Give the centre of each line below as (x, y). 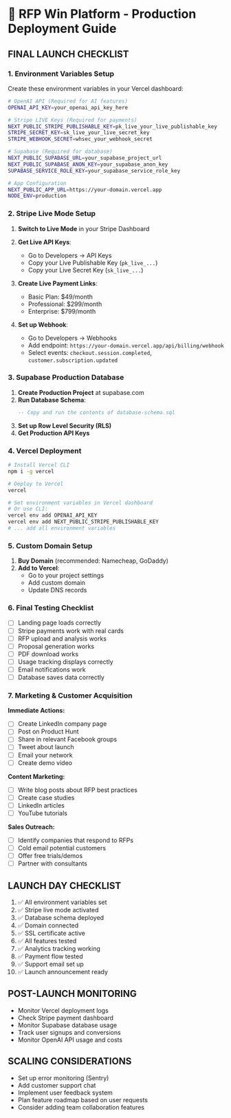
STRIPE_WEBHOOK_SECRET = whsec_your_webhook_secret (80, 139)
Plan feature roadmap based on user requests (83, 1099)
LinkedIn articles (41, 805)
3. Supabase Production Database (66, 378)
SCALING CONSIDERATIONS (70, 1061)
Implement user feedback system (65, 1093)
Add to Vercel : (38, 568)
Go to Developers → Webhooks (73, 338)
